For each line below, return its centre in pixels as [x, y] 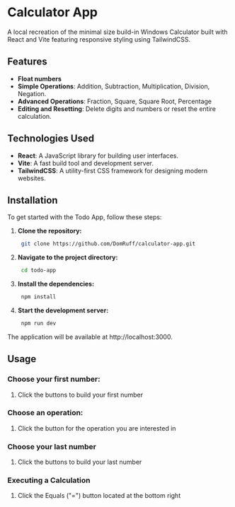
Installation [33, 200]
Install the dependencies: [56, 284]
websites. [31, 178]
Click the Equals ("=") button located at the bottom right [99, 496]
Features [27, 62]
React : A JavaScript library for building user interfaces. [98, 156]
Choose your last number [52, 446]
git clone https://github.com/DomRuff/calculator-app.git [108, 244]
